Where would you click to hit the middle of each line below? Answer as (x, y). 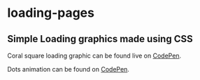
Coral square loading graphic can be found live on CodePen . (94, 55)
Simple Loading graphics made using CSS (100, 39)
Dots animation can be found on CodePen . (68, 69)
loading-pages (51, 13)
